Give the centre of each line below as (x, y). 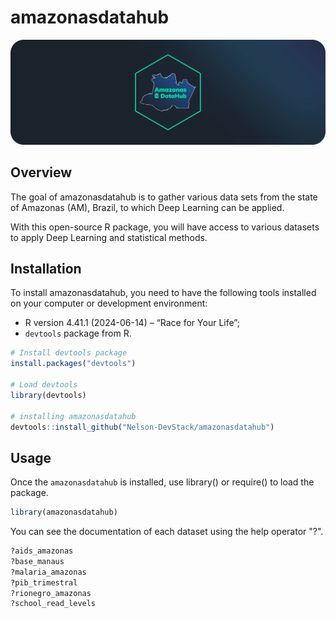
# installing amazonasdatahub (73, 416)
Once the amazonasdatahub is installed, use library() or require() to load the (162, 482)
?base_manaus (37, 561)
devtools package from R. (78, 333)
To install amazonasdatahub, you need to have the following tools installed (163, 293)
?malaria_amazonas (48, 572)
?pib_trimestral (44, 582)
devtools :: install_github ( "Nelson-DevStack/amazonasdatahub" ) (142, 427)
